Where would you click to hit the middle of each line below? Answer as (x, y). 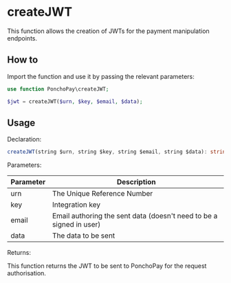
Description (136, 182)
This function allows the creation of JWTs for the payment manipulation (108, 31)
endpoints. (22, 38)
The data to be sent (84, 236)
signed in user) (76, 225)
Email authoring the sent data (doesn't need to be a (135, 216)
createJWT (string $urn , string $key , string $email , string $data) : (107, 152)
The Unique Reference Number (102, 194)
